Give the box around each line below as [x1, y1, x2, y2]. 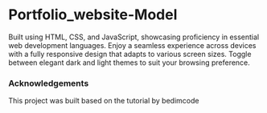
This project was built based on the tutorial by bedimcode [8, 96, 199, 106]
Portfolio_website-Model [8, 6, 178, 24]
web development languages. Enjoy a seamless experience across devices [8, 40, 257, 50]
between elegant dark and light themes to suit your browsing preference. [8, 58, 251, 67]
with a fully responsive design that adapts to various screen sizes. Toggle [8, 49, 252, 59]
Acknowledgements [8, 78, 89, 89]
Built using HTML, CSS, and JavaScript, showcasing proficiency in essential [8, 32, 260, 42]
